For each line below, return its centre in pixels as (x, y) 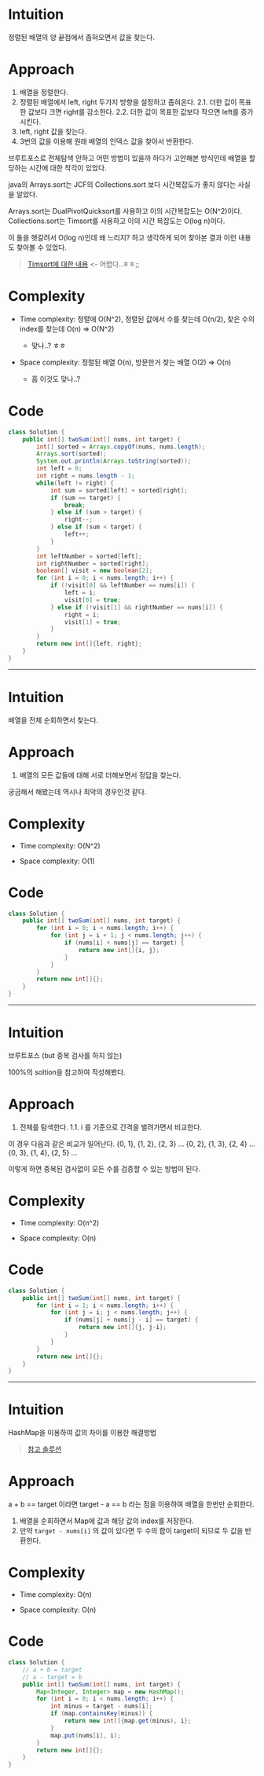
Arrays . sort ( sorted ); (72, 454)
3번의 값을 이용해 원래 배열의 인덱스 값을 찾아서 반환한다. (106, 141)
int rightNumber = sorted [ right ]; (93, 563)
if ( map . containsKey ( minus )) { (101, 1714)
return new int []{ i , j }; (119, 950)
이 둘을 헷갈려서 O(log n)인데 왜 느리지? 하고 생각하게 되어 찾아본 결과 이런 (123, 237)
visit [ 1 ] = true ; (93, 622)
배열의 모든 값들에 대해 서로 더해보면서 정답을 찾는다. (100, 774)
